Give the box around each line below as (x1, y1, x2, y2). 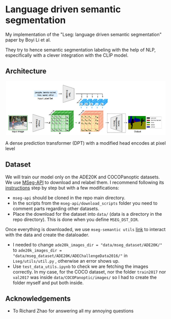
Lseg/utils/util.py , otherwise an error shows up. (12, 258, 120, 264)
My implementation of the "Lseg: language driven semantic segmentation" (5, 31, 162, 37)
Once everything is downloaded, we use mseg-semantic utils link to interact (5, 226, 166, 232)
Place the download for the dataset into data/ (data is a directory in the (12, 211, 162, 217)
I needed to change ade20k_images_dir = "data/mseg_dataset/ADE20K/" (12, 241, 162, 247)
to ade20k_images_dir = (12, 247, 62, 253)
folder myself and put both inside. (12, 280, 84, 286)
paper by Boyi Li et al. (5, 37, 51, 43)
